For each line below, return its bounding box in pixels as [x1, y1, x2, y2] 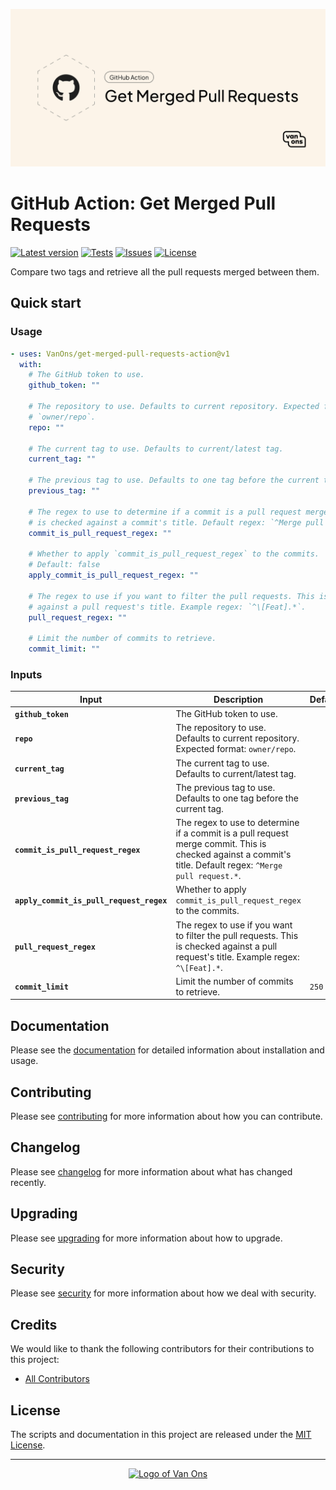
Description [213, 693, 264, 705]
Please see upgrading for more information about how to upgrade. [10, 1232, 283, 1244]
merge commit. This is [175, 838, 267, 850]
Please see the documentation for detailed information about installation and [10, 1044, 325, 1056]
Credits [10, 1316, 58, 1333]
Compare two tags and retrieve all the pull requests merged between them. [10, 265, 320, 278]
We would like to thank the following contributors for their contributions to [10, 1343, 315, 1355]
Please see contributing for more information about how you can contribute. [10, 1110, 323, 1122]
